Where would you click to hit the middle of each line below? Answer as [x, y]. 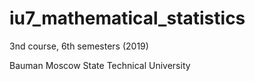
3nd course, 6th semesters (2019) [79, 46]
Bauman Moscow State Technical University [100, 65]
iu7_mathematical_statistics [127, 18]
